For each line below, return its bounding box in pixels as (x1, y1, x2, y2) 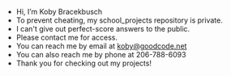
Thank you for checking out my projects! (15, 58, 152, 68)
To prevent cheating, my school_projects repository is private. (15, 15, 223, 25)
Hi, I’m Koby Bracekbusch (15, 7, 103, 16)
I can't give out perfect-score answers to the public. (15, 24, 190, 33)
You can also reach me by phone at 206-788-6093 (15, 50, 186, 59)
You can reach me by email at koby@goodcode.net (15, 41, 187, 51)
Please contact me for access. (15, 32, 118, 42)
